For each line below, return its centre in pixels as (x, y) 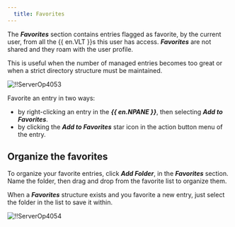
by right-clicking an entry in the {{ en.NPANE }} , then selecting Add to (120, 111)
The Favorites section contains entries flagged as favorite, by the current (114, 34)
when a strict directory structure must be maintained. (85, 70)
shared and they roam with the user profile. (70, 49)
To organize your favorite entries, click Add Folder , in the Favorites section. (118, 174)
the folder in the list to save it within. (60, 202)
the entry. (31, 134)
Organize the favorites (58, 157)
